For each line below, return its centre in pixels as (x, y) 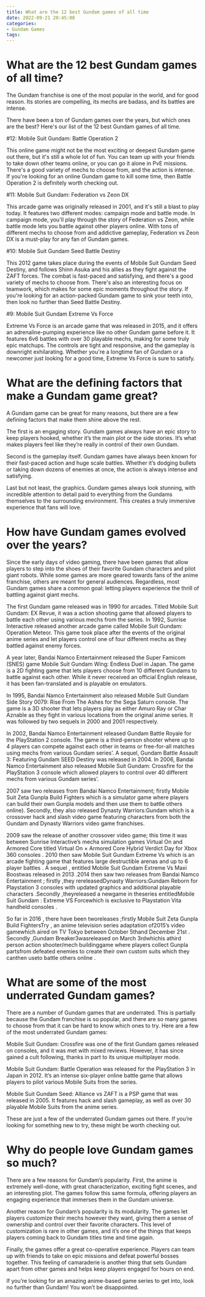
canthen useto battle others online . (51, 957)
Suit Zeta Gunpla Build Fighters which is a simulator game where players (98, 797)
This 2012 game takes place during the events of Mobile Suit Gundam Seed (101, 263)
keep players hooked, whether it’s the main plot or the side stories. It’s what (102, 438)
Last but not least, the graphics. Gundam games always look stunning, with (101, 488)
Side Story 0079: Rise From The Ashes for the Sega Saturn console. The (97, 702)
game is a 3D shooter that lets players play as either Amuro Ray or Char (96, 708)
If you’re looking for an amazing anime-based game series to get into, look (100, 1280)
